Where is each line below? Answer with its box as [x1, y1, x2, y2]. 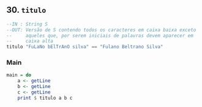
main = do [6, 72, 32, 78]
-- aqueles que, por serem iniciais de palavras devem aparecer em [6, 32, 193, 39]
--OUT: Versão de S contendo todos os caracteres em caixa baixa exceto [6, 27, 196, 33]
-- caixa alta [6, 38, 53, 45]
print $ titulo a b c [17, 95, 72, 101]
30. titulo [6, 5, 46, 15]
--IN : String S [6, 21, 48, 27]
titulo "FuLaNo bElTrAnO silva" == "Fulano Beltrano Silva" [6, 44, 164, 50]
